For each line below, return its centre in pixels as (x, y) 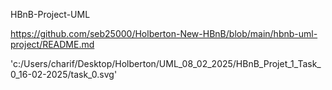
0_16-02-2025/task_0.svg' (64, 74)
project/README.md (52, 44)
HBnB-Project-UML (50, 14)
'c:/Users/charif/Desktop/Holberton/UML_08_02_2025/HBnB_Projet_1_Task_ (166, 63)
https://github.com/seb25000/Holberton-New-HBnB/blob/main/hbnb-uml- (164, 33)
